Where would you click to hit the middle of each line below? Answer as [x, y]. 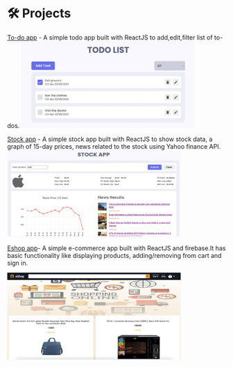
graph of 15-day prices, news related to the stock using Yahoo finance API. [114, 146]
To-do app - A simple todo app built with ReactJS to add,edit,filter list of [110, 37]
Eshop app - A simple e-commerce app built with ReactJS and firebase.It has [116, 248]
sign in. [18, 263]
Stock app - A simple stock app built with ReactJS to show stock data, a [110, 139]
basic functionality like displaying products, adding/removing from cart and [114, 255]
